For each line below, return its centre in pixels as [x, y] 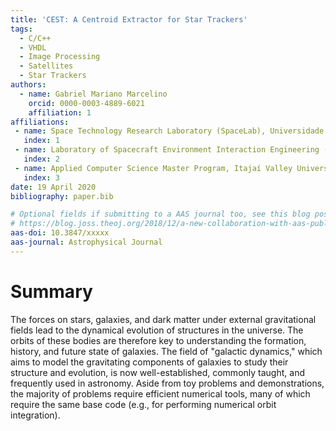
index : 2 [41, 159]
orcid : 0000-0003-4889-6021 [86, 103]
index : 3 [41, 177]
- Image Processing [60, 57]
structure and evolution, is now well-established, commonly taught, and [157, 372]
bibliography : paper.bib [62, 196]
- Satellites [46, 66]
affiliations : [40, 122]
